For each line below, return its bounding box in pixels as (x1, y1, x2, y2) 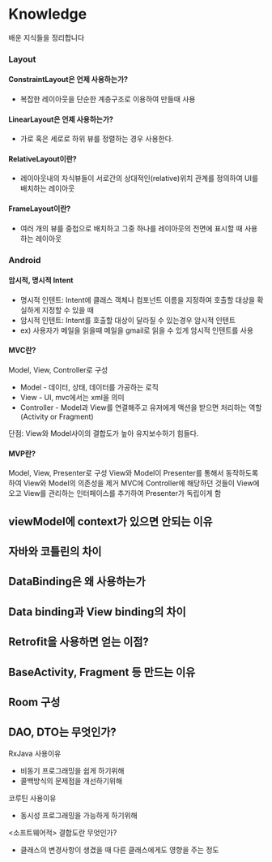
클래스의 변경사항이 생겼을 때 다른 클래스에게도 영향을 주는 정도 (19, 845, 219, 855)
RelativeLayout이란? (8, 153, 77, 163)
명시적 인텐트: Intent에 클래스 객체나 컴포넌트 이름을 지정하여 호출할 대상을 (19, 295, 256, 304)
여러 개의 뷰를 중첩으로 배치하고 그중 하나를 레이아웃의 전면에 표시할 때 (19, 223, 243, 233)
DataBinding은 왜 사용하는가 (8, 575, 146, 588)
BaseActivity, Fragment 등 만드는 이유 (8, 665, 196, 679)
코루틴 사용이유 (8, 793, 57, 803)
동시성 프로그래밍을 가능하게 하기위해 (19, 810, 138, 820)
